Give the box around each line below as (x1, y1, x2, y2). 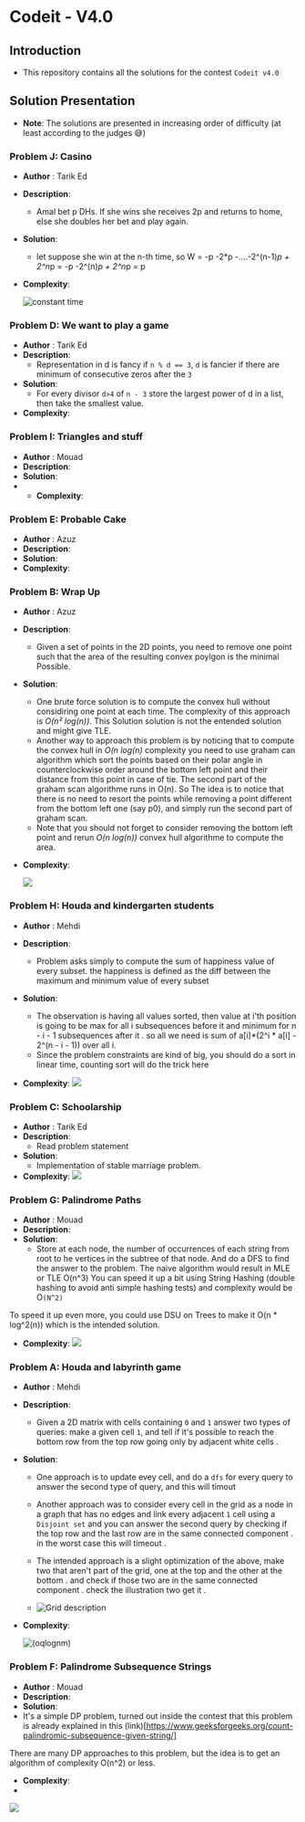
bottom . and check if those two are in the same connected (36, 1575, 258, 1586)
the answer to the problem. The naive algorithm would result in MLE (36, 1262, 290, 1274)
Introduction (9, 43, 82, 58)
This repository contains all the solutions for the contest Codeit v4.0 (22, 67, 280, 78)
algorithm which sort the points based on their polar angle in (36, 755, 263, 766)
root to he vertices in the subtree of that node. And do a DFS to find (36, 1253, 290, 1264)
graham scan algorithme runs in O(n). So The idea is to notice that (36, 783, 284, 795)
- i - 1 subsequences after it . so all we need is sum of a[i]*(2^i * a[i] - (36, 1030, 297, 1041)
